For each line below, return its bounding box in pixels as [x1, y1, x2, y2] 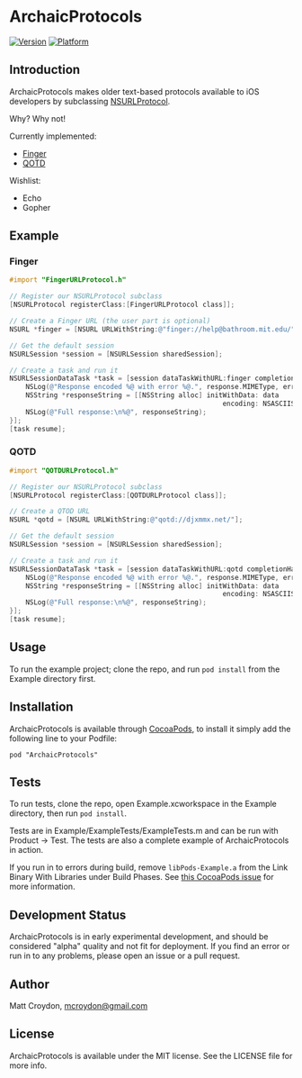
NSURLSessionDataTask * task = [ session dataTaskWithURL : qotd [9, 565, 244, 574]
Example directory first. [9, 673, 96, 684]
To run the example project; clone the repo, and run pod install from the [9, 664, 280, 675]
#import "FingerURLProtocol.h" [9, 276, 127, 285]
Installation [9, 700, 74, 715]
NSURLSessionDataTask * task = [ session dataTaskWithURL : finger [9, 374, 252, 384]
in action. [9, 845, 44, 856]
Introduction [9, 62, 81, 77]
